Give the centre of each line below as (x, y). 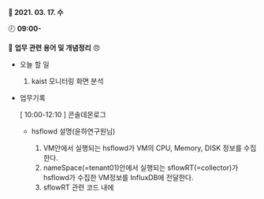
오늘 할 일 (34, 64)
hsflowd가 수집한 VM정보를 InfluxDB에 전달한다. (118, 177)
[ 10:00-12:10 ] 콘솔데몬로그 (63, 114)
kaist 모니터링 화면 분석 (67, 81)
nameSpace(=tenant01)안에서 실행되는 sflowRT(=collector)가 (141, 168)
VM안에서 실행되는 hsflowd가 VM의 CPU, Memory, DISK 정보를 (142, 148)
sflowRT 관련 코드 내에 (78, 187)
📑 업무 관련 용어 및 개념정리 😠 (54, 48)
